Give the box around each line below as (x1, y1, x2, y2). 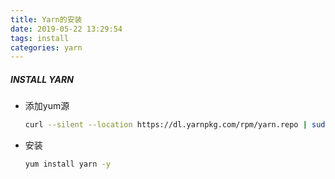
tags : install (10, 33, 70, 43)
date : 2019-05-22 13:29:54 (10, 24, 123, 34)
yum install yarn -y (24, 159, 111, 170)
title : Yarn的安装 (10, 14, 83, 25)
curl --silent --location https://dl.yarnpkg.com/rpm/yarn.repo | (24, 120, 308, 130)
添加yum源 (24, 100, 70, 112)
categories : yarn (10, 42, 83, 53)
